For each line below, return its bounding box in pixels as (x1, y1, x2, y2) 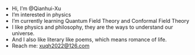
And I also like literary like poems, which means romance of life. (11, 36, 167, 43)
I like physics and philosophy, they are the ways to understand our (11, 23, 173, 30)
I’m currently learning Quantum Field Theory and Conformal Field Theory (11, 18, 190, 24)
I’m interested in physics (11, 11, 71, 18)
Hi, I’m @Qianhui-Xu (11, 5, 61, 12)
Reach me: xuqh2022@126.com (11, 42, 90, 49)
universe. (11, 30, 35, 37)
